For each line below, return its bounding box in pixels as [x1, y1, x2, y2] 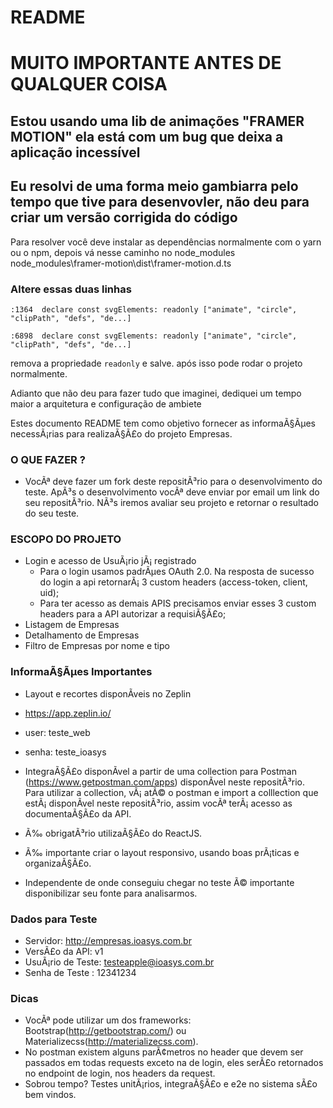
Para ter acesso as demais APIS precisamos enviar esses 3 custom [39, 597, 317, 610]
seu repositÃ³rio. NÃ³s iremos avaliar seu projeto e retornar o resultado [24, 497, 320, 509]
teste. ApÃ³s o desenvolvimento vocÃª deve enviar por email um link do [24, 486, 320, 498]
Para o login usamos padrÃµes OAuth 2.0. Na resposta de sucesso [39, 566, 315, 578]
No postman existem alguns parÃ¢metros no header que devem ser [24, 1046, 304, 1058]
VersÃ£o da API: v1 [24, 946, 104, 958]
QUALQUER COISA [10, 73, 168, 96]
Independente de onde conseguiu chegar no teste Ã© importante [24, 876, 295, 888]
